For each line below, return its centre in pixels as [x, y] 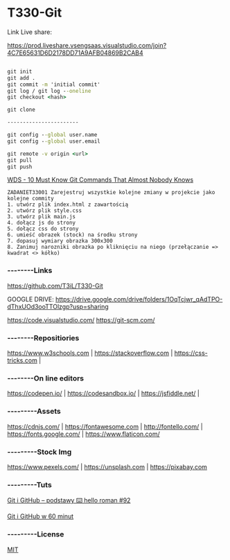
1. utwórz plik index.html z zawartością [68, 205]
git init [20, 71]
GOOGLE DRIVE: [30, 299]
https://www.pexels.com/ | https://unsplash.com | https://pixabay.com [107, 466]
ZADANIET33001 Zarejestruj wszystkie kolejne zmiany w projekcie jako [111, 193]
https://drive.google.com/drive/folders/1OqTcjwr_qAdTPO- [139, 299]
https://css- [191, 353]
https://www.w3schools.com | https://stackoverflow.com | [90, 353]
